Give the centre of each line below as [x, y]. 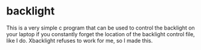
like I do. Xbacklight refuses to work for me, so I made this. [80, 40]
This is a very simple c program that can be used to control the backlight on [100, 28]
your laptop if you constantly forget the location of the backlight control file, [100, 34]
